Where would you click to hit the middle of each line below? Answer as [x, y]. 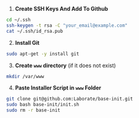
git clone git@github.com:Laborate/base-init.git [70, 99]
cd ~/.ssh [19, 20]
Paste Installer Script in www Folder [58, 88]
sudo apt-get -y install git [43, 54]
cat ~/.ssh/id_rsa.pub [35, 31]
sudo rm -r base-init [33, 110]
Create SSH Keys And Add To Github [61, 9]
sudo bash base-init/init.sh [43, 105]
